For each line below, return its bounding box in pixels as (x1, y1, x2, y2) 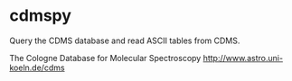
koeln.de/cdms (9, 62, 65, 73)
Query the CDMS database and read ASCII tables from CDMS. (9, 35, 240, 46)
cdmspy (9, 5, 72, 26)
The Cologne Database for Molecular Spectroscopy (9, 52, 202, 63)
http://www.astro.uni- (203, 52, 283, 63)
